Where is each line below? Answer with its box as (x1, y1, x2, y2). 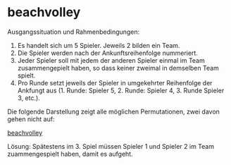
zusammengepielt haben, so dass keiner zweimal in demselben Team (17, 63, 220, 72)
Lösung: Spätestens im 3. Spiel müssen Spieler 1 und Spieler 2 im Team (7, 142, 215, 150)
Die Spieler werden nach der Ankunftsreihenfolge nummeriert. (17, 49, 199, 57)
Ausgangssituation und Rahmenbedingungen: (7, 28, 140, 36)
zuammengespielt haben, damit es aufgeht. (7, 149, 133, 158)
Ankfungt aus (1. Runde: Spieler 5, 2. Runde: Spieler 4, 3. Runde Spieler (17, 86, 225, 94)
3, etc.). (17, 93, 40, 102)
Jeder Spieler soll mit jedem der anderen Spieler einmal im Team (17, 56, 206, 64)
